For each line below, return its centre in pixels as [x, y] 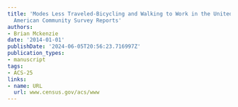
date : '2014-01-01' [36, 40]
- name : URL [25, 86]
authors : [20, 27]
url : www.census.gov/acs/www [57, 92]
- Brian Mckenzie [33, 33]
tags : [15, 66]
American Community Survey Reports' [68, 20]
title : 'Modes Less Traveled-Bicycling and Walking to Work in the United [120, 14]
